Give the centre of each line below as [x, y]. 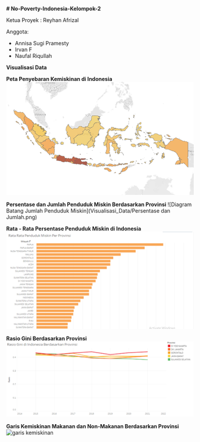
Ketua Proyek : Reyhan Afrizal [43, 20]
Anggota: [18, 32]
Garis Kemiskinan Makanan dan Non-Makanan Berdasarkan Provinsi [93, 426]
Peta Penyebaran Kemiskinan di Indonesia [59, 79]
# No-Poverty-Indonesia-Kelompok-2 [54, 9]
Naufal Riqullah [33, 56]
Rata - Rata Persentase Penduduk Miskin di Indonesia [74, 228]
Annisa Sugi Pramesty [42, 43]
